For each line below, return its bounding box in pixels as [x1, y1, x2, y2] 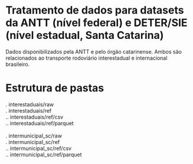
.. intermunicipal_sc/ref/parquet [5, 151, 82, 158]
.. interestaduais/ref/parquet [5, 119, 74, 127]
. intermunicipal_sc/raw [5, 132, 63, 139]
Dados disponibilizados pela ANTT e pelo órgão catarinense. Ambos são [5, 48, 182, 55]
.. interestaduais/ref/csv [5, 113, 64, 120]
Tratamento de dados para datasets [5, 4, 184, 17]
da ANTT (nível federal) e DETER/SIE [5, 16, 188, 29]
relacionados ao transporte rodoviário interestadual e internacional [5, 54, 168, 61]
